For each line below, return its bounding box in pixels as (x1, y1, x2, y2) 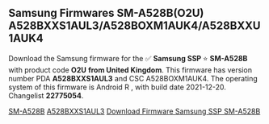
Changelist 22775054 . (8, 90, 84, 100)
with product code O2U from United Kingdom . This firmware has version (8, 64, 253, 75)
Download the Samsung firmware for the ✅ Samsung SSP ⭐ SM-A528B (8, 53, 248, 63)
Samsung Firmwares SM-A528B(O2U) (8, 6, 204, 20)
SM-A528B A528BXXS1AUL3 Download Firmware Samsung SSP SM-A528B (8, 106, 261, 116)
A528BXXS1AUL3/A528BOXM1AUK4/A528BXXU (8, 19, 261, 33)
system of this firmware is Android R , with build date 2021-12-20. (8, 82, 226, 92)
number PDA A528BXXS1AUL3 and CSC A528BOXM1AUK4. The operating (8, 73, 258, 83)
